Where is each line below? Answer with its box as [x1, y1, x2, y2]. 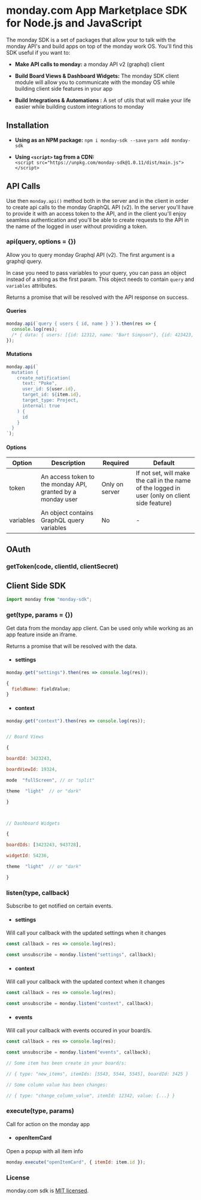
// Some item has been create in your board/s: [6, 1060, 127, 1066]
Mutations [6, 351, 33, 358]
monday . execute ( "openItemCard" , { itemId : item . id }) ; [6, 1159, 146, 1165]
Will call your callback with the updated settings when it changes [6, 929, 166, 936]
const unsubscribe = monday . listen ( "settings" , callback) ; [6, 952, 157, 958]
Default [153, 459, 175, 467]
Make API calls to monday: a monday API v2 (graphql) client [14, 61, 165, 68]
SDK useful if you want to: [6, 49, 71, 56]
